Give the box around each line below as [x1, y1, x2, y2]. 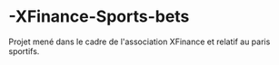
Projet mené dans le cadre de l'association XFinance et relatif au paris [8, 36, 271, 47]
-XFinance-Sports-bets [8, 6, 190, 27]
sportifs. [8, 45, 40, 56]
